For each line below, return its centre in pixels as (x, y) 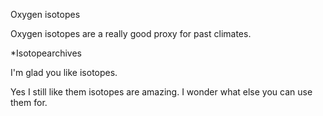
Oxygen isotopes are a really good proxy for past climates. (131, 33)
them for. (29, 102)
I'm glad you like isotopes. (64, 72)
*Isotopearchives (46, 53)
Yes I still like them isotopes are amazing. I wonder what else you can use (161, 92)
